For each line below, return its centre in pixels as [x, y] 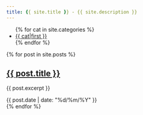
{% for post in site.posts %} [41, 54]
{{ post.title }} [33, 74]
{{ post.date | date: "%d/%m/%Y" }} [52, 100]
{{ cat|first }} [31, 36]
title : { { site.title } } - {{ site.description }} [72, 12]
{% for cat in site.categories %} [54, 29]
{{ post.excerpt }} [28, 88]
